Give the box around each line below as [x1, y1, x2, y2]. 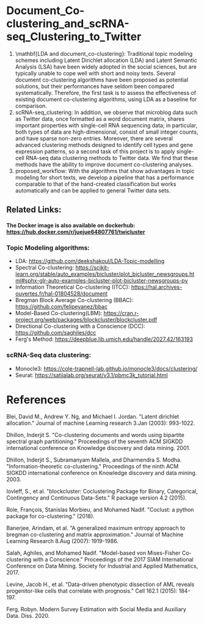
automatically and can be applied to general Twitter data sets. [15, 186, 171, 194]
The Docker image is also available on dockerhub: [6, 221, 136, 229]
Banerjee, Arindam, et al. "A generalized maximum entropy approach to [6, 525, 186, 532]
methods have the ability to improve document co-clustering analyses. [15, 161, 193, 168]
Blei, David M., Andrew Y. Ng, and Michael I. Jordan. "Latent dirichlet [6, 413, 180, 420]
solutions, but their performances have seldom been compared [15, 82, 174, 89]
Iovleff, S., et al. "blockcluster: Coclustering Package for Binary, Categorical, [6, 488, 198, 495]
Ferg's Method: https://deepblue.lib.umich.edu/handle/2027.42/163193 [15, 335, 194, 343]
